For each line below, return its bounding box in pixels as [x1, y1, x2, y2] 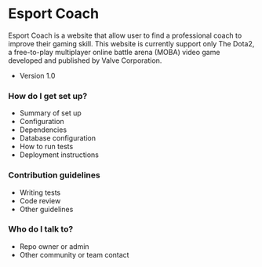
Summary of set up [19, 108, 82, 118]
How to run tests [19, 142, 74, 152]
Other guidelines [19, 204, 74, 214]
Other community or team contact [19, 250, 129, 259]
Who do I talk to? [8, 224, 74, 235]
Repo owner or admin [19, 241, 89, 251]
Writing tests [19, 188, 61, 197]
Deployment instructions [19, 150, 100, 159]
